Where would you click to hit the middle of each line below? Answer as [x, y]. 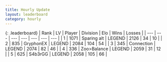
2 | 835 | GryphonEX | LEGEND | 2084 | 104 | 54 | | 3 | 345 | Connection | [80, 44]
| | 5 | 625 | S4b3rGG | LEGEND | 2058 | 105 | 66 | [56, 54]
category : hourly [23, 19]
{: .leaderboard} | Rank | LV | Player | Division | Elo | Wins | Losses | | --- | [81, 33]
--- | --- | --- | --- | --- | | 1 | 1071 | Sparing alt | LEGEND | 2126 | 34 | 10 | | [86, 38]
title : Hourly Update [28, 10]
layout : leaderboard [27, 14]
